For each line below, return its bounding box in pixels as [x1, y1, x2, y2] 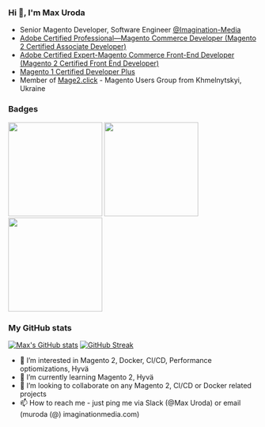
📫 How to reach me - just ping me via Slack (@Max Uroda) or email [19, 398, 241, 407]
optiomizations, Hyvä [19, 364, 89, 373]
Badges [8, 104, 38, 115]
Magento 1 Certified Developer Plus [19, 67, 136, 77]
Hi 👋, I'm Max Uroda [8, 7, 85, 18]
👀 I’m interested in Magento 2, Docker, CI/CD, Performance [19, 355, 212, 365]
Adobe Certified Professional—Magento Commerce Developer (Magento [19, 33, 257, 43]
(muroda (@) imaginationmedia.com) [19, 409, 140, 418]
